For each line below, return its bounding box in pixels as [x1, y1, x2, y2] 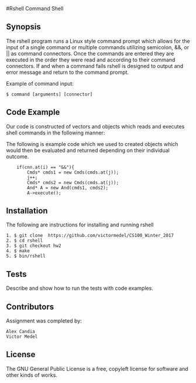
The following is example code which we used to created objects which [6, 140, 178, 147]
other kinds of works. [6, 371, 57, 378]
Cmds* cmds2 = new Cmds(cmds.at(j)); [27, 179, 119, 185]
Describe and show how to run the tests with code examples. [6, 284, 153, 292]
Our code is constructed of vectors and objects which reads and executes [6, 123, 185, 130]
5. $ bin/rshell [6, 253, 46, 259]
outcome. [6, 152, 29, 160]
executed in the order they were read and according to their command [6, 56, 176, 63]
